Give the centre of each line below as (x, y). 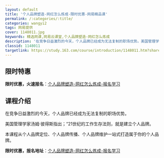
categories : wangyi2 (26, 23)
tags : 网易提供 (19, 28)
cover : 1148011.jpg (25, 32)
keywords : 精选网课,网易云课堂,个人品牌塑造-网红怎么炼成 (57, 37)
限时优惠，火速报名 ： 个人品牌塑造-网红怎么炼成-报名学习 (63, 84)
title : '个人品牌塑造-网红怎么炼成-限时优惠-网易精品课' (56, 14)
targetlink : (17, 50)
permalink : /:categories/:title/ (39, 19)
